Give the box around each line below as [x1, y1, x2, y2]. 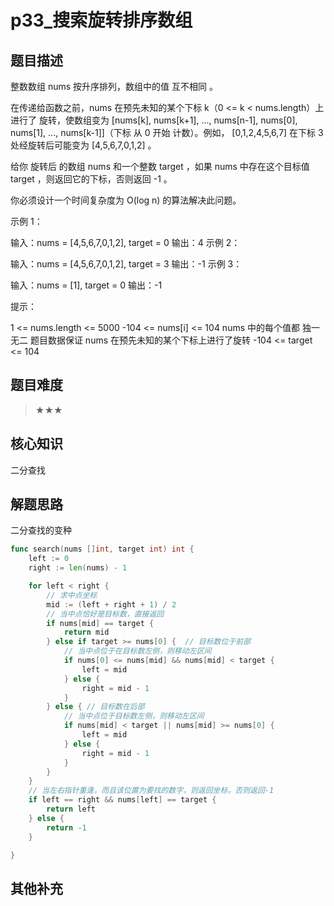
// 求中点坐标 [46, 590, 98, 600]
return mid [63, 627, 110, 638]
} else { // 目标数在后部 [46, 702, 145, 712]
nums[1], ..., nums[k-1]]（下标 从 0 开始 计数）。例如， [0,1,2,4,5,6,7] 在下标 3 [10, 127, 324, 138]
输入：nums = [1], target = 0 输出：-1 [10, 279, 163, 291]
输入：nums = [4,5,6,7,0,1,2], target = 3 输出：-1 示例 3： [10, 258, 243, 270]
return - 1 [46, 822, 87, 833]
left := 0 [28, 554, 70, 564]
